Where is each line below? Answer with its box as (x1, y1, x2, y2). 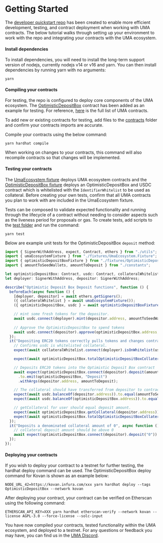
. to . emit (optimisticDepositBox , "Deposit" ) (17, 374, 108, 379)
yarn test (5, 231, 25, 236)
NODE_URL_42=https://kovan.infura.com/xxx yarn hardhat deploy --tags (5, 482, 151, 487)
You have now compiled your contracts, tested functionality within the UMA (5, 522, 156, 528)
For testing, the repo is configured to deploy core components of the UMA (5, 97, 153, 103)
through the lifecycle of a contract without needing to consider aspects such (5, 212, 158, 218)
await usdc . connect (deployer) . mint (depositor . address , (14, 316, 127, 321)
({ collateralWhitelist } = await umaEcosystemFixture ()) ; (14, 298, 136, 303)
